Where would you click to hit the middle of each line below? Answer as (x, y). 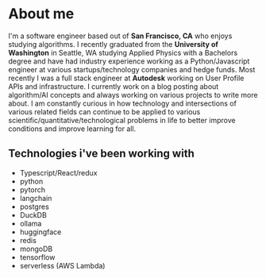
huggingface (40, 232)
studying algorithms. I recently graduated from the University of (113, 44)
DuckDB (33, 214)
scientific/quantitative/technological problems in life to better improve (122, 120)
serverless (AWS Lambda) (62, 265)
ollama (31, 223)
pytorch (33, 189)
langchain (36, 198)
